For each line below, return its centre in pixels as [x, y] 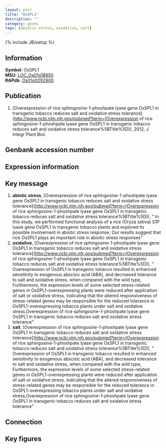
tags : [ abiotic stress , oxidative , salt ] [49, 28]
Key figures [23, 439]
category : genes [22, 24]
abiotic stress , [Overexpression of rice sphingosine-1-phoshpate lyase [85, 195]
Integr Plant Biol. [29, 134]
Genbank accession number [50, 150]
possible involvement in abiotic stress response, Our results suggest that [86, 232]
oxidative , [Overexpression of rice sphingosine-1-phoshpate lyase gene [86, 243]
